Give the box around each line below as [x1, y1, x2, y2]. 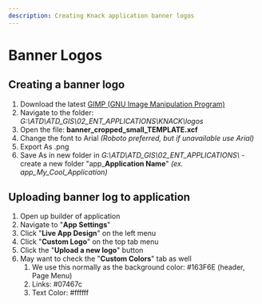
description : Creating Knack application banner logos [8, 11, 195, 20]
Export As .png [19, 142, 69, 151]
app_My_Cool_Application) [19, 167, 108, 177]
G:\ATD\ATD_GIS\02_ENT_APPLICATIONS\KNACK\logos [19, 116, 204, 126]
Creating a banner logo [8, 78, 125, 92]
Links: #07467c [31, 279, 82, 289]
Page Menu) [31, 271, 73, 281]
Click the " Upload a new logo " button [19, 246, 144, 255]
